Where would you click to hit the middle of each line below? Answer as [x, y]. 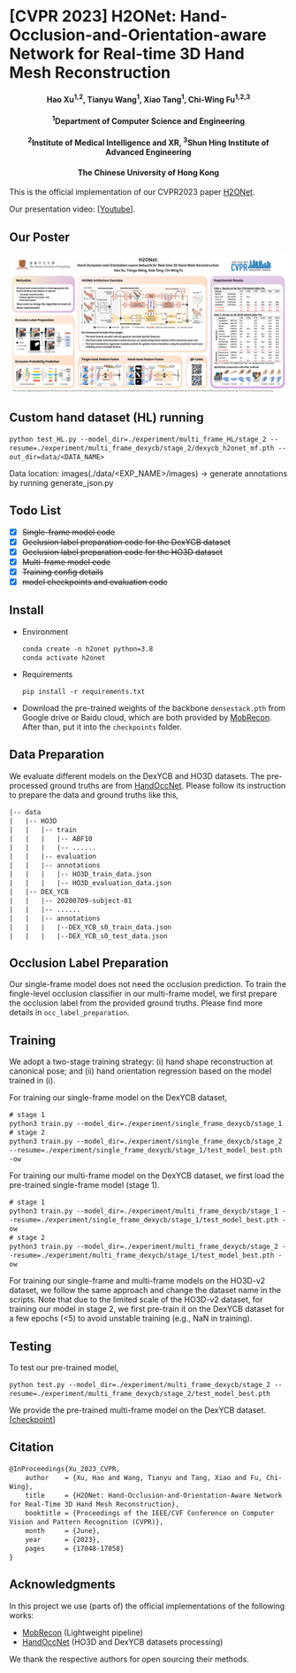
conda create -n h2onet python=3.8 [87, 649]
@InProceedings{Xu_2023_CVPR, [65, 1469]
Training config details [63, 572]
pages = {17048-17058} [75, 1548]
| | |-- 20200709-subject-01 [71, 900]
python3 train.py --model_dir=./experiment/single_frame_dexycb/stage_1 [146, 1124]
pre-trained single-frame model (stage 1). [84, 1185]
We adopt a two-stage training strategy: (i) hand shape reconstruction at [141, 1062]
